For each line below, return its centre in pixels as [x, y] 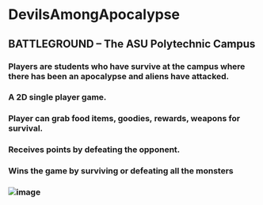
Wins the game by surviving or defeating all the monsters [121, 171]
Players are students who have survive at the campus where [127, 66]
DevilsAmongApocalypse [94, 15]
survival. [26, 128]
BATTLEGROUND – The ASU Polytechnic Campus [132, 44]
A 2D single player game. [57, 97]
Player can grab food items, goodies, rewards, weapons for [124, 119]
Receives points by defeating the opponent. [94, 150]
